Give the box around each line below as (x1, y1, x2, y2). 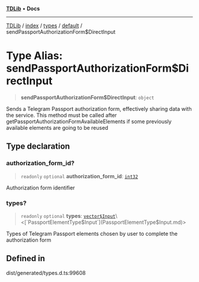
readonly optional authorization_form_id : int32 (20, 172, 138, 180)
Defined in (6, 254, 46, 264)
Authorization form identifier (6, 184, 75, 191)
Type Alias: (6, 49, 63, 63)
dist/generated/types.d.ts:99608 (6, 269, 86, 276)
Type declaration (6, 142, 70, 152)
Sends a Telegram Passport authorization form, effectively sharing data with (6, 105, 192, 112)
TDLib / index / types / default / (6, 22, 83, 29)
